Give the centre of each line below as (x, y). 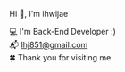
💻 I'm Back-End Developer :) (62, 32)
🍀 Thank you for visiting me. (62, 57)
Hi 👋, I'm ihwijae (39, 14)
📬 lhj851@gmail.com (49, 45)
